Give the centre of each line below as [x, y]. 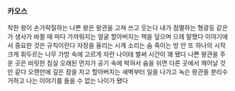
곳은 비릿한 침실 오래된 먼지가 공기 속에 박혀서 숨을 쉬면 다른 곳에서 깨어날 [116, 63]
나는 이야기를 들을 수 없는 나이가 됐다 [77, 81]
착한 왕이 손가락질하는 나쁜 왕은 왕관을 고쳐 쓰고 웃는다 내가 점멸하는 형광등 [111, 28]
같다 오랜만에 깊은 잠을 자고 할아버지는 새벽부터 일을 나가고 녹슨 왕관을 [112, 72]
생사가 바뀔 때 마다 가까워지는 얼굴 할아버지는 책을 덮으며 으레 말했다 [109, 37]
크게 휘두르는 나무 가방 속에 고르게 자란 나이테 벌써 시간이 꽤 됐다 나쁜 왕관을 [113, 54]
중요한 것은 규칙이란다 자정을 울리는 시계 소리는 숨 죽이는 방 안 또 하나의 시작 [120, 45]
